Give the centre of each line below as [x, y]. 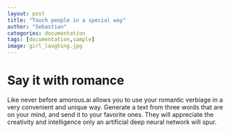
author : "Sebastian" [37, 26]
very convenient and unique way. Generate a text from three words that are [115, 107]
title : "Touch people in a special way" [67, 20]
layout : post [26, 14]
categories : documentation [46, 33]
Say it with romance [66, 80]
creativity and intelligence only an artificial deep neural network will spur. [112, 122]
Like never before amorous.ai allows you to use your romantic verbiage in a [115, 100]
